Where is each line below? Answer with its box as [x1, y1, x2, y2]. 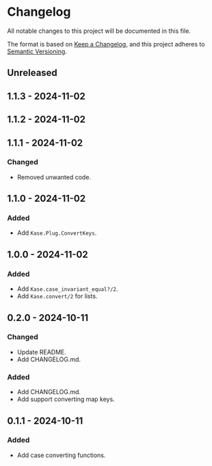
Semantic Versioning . [7, 47, 67, 55]
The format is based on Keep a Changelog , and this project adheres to [7, 40, 205, 48]
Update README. [16, 348, 67, 356]
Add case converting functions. [16, 451, 106, 459]
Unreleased [7, 67, 58, 79]
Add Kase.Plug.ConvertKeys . [16, 229, 97, 237]
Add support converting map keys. [16, 395, 115, 404]
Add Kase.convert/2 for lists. [16, 292, 98, 300]
